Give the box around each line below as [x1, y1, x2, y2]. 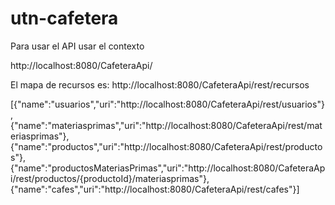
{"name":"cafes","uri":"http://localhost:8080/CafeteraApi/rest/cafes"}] [10, 183, 300, 195]
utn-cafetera [10, 7, 119, 30]
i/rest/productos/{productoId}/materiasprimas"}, [10, 172, 210, 184]
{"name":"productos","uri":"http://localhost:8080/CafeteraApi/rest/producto [10, 140, 323, 152]
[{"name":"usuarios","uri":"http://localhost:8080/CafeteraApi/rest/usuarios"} [10, 98, 325, 110]
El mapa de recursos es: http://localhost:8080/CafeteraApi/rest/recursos [10, 78, 310, 91]
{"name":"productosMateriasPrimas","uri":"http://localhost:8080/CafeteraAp [10, 162, 326, 174]
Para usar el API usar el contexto [10, 40, 145, 52]
